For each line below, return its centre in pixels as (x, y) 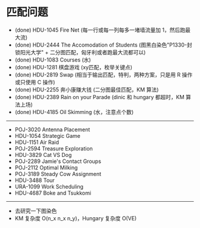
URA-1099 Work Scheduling (49, 186)
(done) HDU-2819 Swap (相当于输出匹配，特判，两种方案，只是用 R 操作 (104, 75)
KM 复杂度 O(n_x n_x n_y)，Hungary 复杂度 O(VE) (76, 218)
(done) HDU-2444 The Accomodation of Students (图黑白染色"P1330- (101, 45)
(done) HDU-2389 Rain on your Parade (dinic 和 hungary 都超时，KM (99, 97)
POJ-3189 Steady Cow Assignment (58, 174)
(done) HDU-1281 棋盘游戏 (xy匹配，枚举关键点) (74, 67)
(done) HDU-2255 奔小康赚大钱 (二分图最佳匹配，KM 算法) (87, 90)
